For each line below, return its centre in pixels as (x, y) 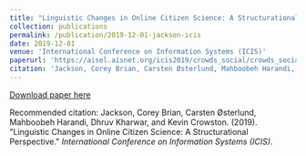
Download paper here (50, 94)
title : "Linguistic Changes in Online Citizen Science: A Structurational (154, 18)
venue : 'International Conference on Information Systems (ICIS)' (138, 52)
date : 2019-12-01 (42, 43)
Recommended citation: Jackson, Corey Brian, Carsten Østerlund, (133, 112)
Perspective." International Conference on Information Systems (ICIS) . (141, 141)
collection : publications (58, 26)
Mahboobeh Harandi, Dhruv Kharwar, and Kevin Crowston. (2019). (133, 122)
